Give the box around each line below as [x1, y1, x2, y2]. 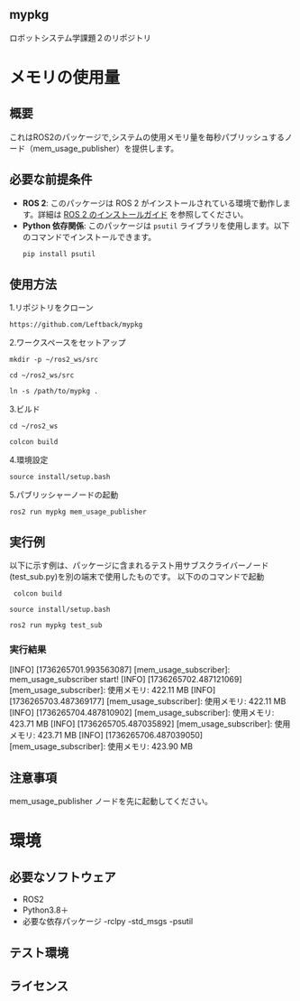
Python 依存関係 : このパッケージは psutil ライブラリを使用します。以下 [22, 220, 290, 231]
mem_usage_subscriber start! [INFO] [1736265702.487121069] [9, 674, 242, 685]
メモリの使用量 [9, 68, 121, 88]
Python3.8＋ [22, 904, 69, 915]
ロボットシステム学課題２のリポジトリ [9, 32, 151, 43]
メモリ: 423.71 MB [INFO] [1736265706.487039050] [9, 730, 204, 741]
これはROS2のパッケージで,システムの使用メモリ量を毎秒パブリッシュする [9, 131, 286, 143]
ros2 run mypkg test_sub [9, 621, 103, 630]
